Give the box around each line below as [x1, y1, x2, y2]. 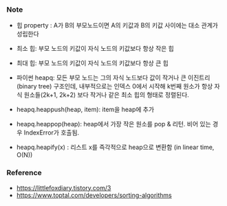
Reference [6, 168, 42, 178]
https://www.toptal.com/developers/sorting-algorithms [16, 191, 173, 199]
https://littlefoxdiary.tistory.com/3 [16, 183, 111, 192]
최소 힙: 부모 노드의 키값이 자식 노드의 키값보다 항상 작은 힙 [16, 45, 175, 53]
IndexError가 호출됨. [23, 128, 80, 137]
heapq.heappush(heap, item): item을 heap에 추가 [16, 105, 155, 114]
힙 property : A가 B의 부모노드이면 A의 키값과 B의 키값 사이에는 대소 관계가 [16, 21, 218, 30]
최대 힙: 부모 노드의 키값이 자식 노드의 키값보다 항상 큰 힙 [16, 59, 169, 67]
